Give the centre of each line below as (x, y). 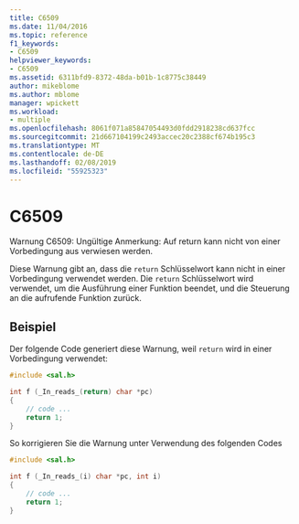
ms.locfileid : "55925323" (59, 171)
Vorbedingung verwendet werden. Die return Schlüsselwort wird (132, 279)
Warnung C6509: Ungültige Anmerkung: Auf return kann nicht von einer (145, 241)
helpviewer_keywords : (51, 60)
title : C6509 (34, 18)
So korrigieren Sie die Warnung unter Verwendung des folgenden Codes (146, 444)
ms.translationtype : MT (55, 145)
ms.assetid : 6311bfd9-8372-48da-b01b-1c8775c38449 (108, 78)
